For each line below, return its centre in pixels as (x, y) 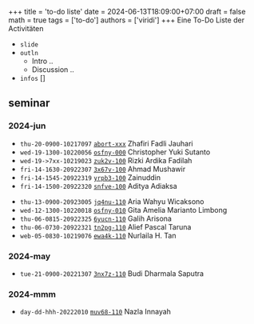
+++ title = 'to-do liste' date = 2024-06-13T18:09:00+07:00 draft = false (127, 12)
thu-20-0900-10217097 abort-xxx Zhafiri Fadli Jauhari (106, 143)
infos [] (32, 78)
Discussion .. (53, 70)
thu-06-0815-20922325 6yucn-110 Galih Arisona (95, 218)
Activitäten (26, 28)
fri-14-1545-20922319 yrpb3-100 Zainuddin (90, 177)
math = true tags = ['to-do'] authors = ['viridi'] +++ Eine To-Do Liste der (127, 20)
